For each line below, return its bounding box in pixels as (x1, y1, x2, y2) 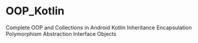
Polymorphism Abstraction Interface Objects (5, 30, 117, 37)
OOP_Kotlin (5, 4, 65, 18)
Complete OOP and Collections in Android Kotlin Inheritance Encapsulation (5, 24, 192, 31)
